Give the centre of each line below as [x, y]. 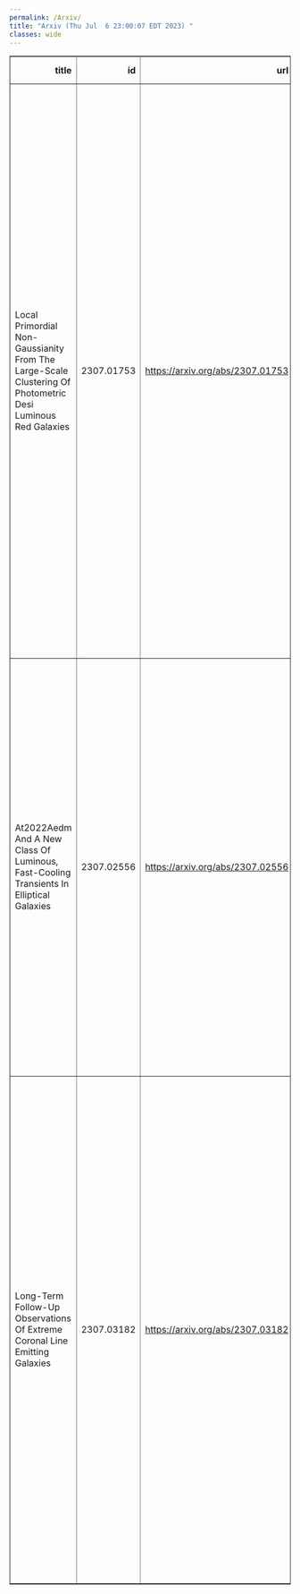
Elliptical [33, 895]
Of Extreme [38, 1330]
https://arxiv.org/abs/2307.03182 [217, 1330]
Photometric [41, 393]
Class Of [33, 850]
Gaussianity [39, 348]
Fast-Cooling [43, 873]
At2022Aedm [43, 828]
